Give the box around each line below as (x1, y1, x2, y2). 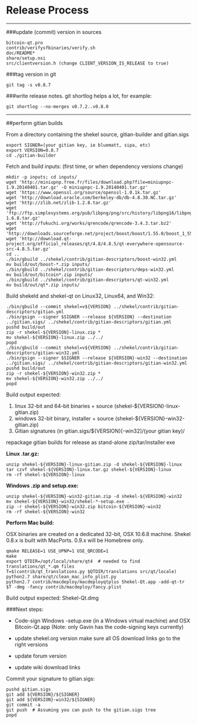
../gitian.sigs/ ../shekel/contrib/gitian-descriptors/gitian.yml (6, 319, 172, 325)
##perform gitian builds (6, 119, 63, 126)
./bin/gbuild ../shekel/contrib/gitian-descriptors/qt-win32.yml (6, 277, 169, 282)
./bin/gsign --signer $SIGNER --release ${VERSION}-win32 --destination (6, 355, 188, 361)
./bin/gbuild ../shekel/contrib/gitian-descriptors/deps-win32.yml (6, 267, 175, 272)
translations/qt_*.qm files (6, 563, 75, 570)
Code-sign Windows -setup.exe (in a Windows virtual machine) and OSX (14, 617, 191, 624)
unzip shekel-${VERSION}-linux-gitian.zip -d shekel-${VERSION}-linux (6, 462, 182, 467)
